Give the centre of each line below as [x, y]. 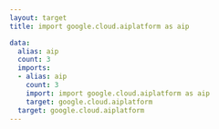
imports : [34, 68]
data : [20, 43]
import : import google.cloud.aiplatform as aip [118, 93]
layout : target [38, 18]
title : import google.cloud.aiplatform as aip [99, 26]
